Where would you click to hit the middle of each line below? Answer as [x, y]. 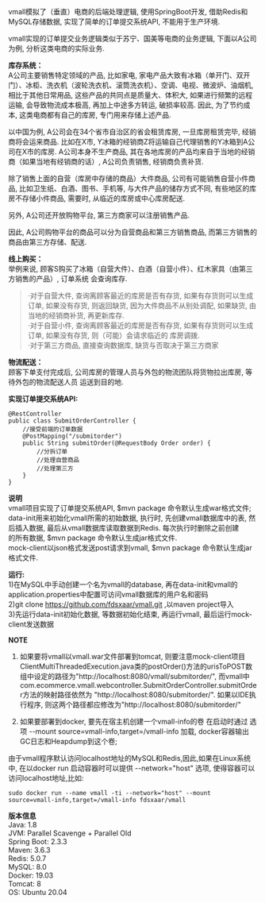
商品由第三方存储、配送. [48, 242]
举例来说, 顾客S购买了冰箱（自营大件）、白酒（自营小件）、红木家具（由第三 [131, 269]
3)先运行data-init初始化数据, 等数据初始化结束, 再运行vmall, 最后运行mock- [130, 614]
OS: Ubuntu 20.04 [38, 892]
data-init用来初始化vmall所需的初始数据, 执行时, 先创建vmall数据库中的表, [128, 518]
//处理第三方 [55, 469]
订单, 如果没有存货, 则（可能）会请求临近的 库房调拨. [113, 335]
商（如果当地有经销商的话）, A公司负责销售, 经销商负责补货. [106, 162]
